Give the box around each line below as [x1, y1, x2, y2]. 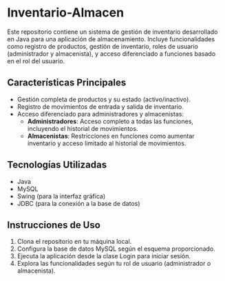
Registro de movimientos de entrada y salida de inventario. [17, 102, 184, 111]
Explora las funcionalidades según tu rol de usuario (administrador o [17, 260, 211, 268]
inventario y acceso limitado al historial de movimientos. [27, 139, 186, 147]
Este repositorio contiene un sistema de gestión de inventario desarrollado [7, 28, 218, 36]
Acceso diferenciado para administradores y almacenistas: [17, 110, 184, 118]
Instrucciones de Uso [7, 219, 101, 231]
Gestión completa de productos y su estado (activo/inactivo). [17, 95, 191, 103]
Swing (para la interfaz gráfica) [17, 191, 105, 200]
